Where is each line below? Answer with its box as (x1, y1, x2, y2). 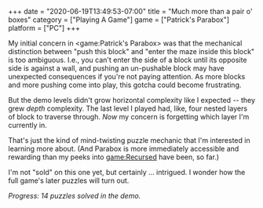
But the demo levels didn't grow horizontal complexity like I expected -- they (8, 96, 256, 104)
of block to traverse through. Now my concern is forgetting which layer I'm (8, 112, 250, 121)
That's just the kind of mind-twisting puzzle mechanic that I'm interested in (8, 136, 250, 144)
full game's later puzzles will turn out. (8, 176, 130, 185)
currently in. (8, 121, 47, 130)
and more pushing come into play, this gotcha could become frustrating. (8, 80, 242, 89)
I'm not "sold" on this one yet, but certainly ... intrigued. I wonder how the (8, 168, 246, 177)
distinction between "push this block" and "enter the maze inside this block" (8, 47, 255, 56)
